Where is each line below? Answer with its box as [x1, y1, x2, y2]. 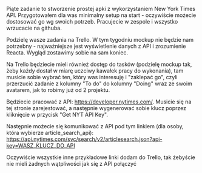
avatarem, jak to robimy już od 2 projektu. [6, 86, 110, 93]
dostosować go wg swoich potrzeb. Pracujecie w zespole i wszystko [6, 18, 178, 25]
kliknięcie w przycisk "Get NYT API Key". [6, 111, 108, 118]
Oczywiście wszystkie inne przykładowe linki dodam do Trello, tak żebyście [6, 154, 195, 161]
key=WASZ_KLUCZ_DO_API [6, 142, 75, 149]
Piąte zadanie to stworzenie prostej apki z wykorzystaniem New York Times [6, 5, 196, 12]
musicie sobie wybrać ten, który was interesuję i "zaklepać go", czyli [6, 74, 178, 80]
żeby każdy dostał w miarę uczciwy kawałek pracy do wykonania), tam [6, 67, 184, 74]
